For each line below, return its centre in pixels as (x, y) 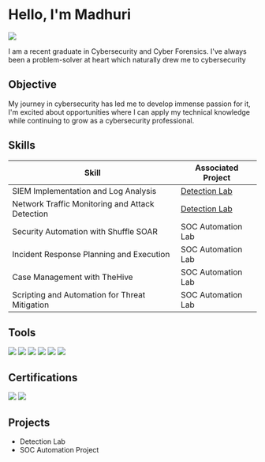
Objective (33, 85)
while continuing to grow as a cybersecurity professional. (101, 120)
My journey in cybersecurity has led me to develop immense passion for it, (129, 104)
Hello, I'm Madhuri (70, 15)
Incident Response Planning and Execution (91, 254)
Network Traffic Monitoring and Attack (83, 203)
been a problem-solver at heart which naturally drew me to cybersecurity (127, 59)
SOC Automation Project (59, 450)
